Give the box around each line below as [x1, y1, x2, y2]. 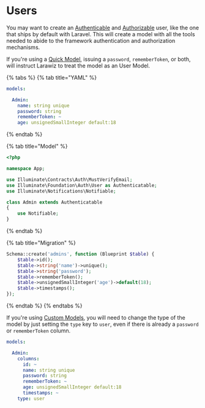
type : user [17, 395, 45, 402]
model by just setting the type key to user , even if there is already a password [6, 320, 199, 328]
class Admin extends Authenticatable [6, 199, 103, 206]
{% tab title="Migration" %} [6, 239, 76, 247]
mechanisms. [6, 44, 40, 51]
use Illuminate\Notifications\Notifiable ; [6, 188, 116, 194]
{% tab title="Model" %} [6, 142, 68, 150]
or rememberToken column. [6, 327, 71, 334]
